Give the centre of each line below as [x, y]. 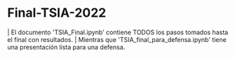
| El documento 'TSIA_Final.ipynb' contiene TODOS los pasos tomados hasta [118, 32]
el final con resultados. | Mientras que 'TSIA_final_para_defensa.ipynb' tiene [117, 39]
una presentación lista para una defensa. [66, 47]
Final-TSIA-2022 [57, 13]
